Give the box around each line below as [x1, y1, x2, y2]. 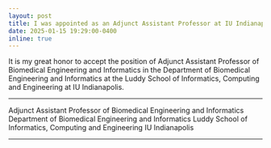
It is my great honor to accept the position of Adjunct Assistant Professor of [8, 57, 260, 66]
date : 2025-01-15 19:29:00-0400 [8, 27, 117, 35]
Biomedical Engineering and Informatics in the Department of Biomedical [8, 66, 251, 75]
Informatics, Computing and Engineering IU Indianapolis [8, 123, 194, 133]
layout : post [8, 11, 52, 20]
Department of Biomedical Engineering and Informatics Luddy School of [8, 114, 248, 124]
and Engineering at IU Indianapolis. [8, 82, 125, 92]
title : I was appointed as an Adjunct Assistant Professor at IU [8, 19, 232, 27]
